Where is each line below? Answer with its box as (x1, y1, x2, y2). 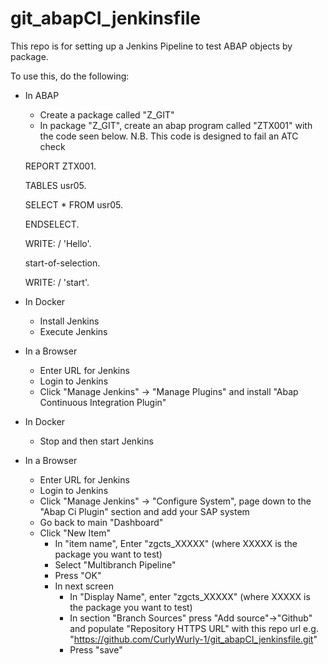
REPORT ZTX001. (24, 160, 97, 172)
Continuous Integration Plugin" (39, 396, 167, 408)
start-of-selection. (24, 257, 101, 269)
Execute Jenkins (39, 325, 108, 337)
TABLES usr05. (24, 179, 87, 191)
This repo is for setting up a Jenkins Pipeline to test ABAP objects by (10, 40, 293, 52)
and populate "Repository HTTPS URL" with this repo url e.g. (69, 622, 319, 634)
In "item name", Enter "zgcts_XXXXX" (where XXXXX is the (54, 537, 298, 549)
